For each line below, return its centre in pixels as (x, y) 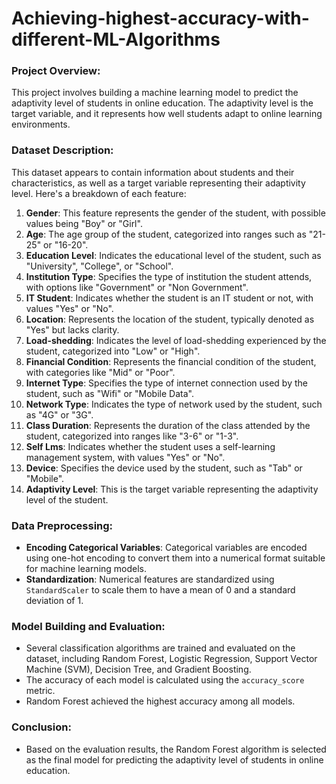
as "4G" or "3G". (59, 414)
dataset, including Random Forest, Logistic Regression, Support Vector (171, 659)
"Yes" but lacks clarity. (72, 329)
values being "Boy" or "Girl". (84, 223)
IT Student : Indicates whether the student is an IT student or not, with (169, 298)
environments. (41, 124)
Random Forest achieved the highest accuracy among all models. (160, 701)
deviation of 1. (54, 601)
